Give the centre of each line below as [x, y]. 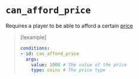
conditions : [35, 48]
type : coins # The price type [68, 70]
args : [32, 59]
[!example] [33, 37]
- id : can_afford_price [50, 53]
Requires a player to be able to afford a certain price [69, 26]
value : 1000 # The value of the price [79, 65]
